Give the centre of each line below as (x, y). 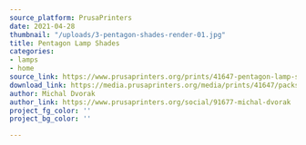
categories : (32, 52)
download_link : (38, 85)
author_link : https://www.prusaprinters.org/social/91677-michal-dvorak (150, 102)
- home (22, 69)
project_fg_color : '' (51, 111)
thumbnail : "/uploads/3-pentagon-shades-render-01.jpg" (117, 34)
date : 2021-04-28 (42, 26)
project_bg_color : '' (51, 119)
